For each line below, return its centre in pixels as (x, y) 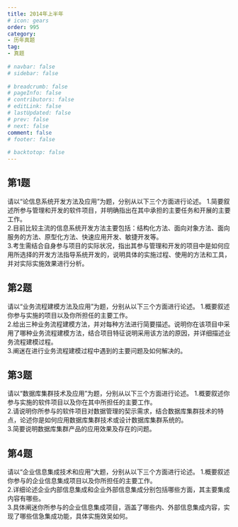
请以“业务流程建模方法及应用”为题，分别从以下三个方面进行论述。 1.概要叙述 (119, 306)
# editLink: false (34, 106)
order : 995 (23, 27)
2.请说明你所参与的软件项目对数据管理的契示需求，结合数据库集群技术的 (113, 411)
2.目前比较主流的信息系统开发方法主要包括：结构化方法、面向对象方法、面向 (119, 228)
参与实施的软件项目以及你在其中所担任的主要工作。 (82, 402)
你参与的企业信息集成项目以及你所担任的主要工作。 (82, 481)
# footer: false (31, 139)
